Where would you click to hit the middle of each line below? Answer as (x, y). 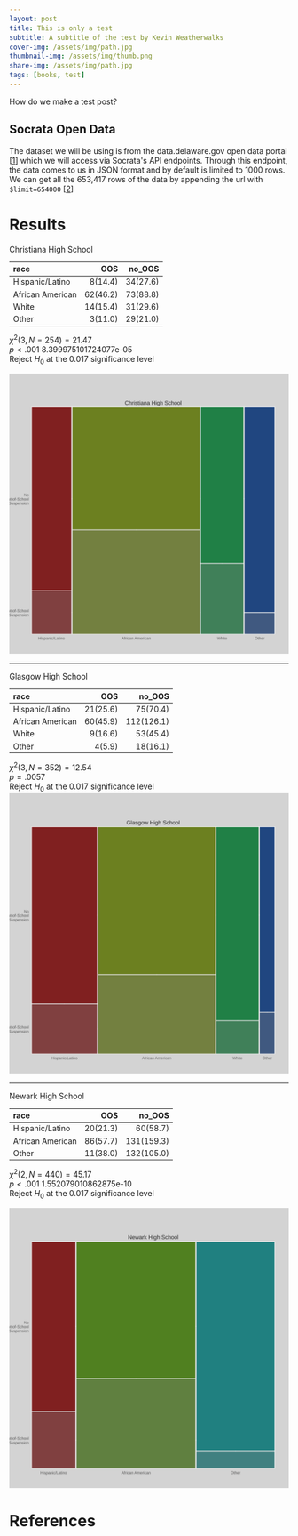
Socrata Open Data (63, 129)
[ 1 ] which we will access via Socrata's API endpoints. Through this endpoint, (149, 160)
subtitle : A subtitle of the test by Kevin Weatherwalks (117, 37)
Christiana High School (51, 249)
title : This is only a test (61, 28)
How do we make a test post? (63, 101)
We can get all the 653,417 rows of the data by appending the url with (136, 179)
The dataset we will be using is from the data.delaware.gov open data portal (148, 150)
